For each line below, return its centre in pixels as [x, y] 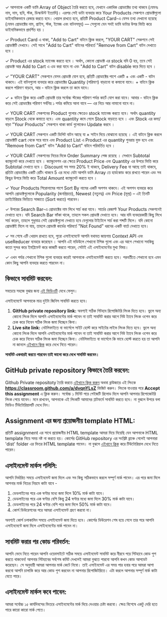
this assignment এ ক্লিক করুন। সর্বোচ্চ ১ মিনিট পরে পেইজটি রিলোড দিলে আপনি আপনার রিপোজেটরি [81, 394]
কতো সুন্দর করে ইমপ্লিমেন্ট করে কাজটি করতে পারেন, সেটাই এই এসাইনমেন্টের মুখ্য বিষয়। [67, 247]
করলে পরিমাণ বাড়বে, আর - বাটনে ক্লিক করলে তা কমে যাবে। [47, 88]
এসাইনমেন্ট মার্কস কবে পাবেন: [36, 592]
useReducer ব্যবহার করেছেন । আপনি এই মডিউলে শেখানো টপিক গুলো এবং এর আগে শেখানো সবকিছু [80, 242]
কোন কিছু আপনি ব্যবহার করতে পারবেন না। [35, 263]
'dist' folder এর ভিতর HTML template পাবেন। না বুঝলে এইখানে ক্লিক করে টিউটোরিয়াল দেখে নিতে [82, 444]
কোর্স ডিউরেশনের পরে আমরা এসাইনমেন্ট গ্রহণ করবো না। [52, 510]
